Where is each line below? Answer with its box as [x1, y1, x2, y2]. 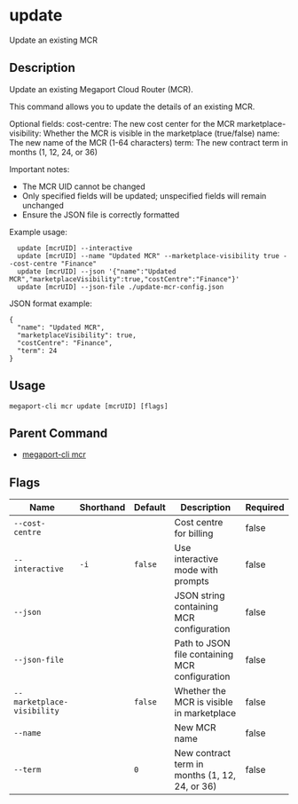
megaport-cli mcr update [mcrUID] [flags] [9, 401, 169, 411]
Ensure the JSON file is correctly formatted [21, 209, 180, 220]
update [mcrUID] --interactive [17, 243, 133, 253]
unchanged [21, 200, 65, 210]
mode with [174, 564, 219, 577]
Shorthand [79, 501, 126, 514]
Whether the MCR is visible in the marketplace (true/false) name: [43, 128, 280, 138]
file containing [174, 649, 234, 661]
